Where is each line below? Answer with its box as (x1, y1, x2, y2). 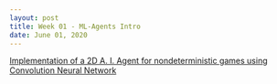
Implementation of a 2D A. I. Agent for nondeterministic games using (9, 56, 268, 67)
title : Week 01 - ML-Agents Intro (9, 22, 142, 31)
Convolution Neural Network (9, 65, 117, 76)
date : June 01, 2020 (9, 30, 89, 39)
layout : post (9, 13, 59, 23)
